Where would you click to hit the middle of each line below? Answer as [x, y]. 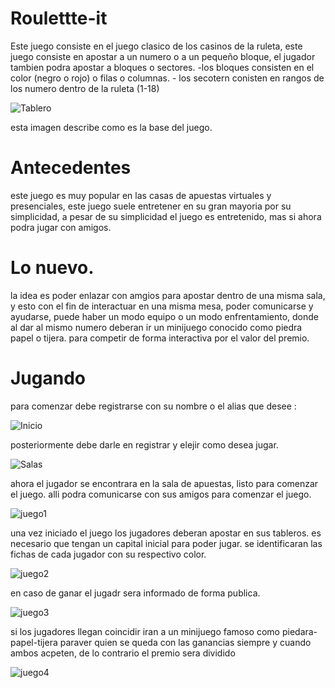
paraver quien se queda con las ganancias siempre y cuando [185, 642]
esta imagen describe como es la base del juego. [111, 127]
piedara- [299, 631]
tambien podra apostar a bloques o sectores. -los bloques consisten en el [162, 67]
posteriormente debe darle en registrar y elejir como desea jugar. [144, 444]
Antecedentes [71, 168]
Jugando [48, 378]
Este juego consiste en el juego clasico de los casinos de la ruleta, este [156, 46]
